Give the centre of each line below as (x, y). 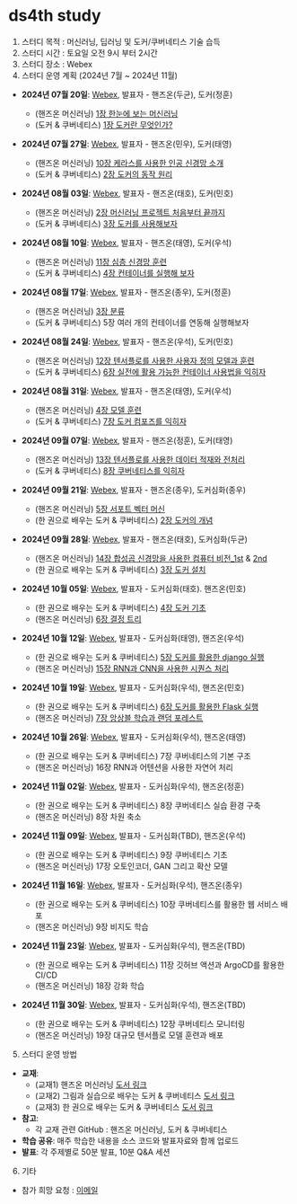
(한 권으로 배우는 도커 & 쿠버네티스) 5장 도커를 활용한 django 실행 (149, 657)
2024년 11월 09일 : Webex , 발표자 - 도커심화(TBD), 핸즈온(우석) (133, 836)
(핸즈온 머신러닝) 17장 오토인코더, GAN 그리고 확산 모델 (131, 866)
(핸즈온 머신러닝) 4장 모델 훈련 (88, 410)
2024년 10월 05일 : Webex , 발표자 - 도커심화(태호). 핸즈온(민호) (134, 589)
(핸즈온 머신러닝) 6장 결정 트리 (88, 619)
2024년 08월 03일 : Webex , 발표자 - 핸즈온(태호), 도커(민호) (127, 193)
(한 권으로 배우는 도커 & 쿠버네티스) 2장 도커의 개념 (124, 520)
